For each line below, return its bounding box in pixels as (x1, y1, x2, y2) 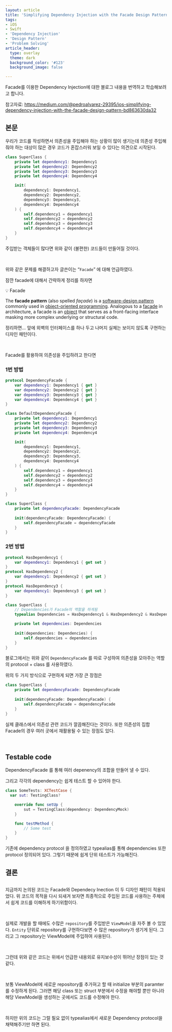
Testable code (5, 753, 52, 761)
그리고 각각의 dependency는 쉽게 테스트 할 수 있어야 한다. (5, 778, 122, 784)
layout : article (5, 7, 40, 13)
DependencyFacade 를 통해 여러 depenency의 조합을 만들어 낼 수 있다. (5, 767, 150, 773)
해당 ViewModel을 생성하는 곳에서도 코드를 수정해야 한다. (5, 994, 120, 1000)
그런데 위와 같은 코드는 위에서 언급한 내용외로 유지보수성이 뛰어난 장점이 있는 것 (5, 954, 164, 960)
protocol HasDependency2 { (5, 569, 63, 575)
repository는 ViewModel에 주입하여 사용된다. (20, 933, 112, 939)
